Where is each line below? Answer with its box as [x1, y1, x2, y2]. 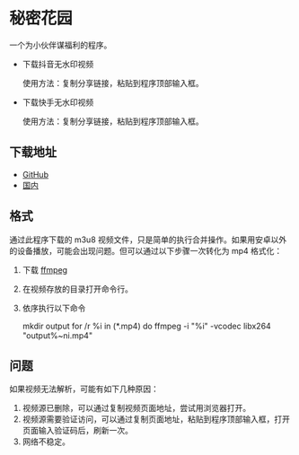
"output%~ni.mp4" [22, 329, 92, 341]
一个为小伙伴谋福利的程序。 [9, 39, 112, 50]
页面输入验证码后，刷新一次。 [22, 425, 133, 436]
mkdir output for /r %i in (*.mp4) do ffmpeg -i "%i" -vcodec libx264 [22, 320, 271, 331]
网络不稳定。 [22, 436, 70, 447]
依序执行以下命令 [22, 302, 86, 313]
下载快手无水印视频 [22, 96, 94, 108]
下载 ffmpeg [22, 264, 68, 275]
